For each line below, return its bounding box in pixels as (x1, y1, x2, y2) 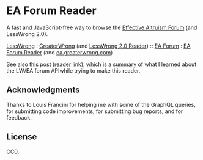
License (6, 132, 37, 142)
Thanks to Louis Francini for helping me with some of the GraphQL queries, (6, 101, 196, 108)
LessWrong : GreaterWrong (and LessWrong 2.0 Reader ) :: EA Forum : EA (6, 42, 191, 49)
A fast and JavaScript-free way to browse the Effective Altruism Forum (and (6, 24, 197, 31)
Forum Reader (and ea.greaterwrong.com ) (6, 48, 113, 56)
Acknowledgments (6, 85, 81, 95)
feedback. (6, 114, 32, 121)
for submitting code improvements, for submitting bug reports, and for (6, 107, 183, 115)
